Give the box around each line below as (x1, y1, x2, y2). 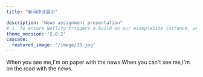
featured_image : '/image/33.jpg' (11, 42, 96, 48)
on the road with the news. (6, 65, 73, 72)
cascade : (6, 37, 28, 43)
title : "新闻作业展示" (6, 8, 58, 15)
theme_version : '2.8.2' (6, 31, 66, 37)
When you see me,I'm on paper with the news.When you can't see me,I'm (6, 58, 190, 66)
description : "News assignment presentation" (6, 19, 123, 26)
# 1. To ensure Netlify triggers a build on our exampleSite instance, (6, 25, 190, 31)
